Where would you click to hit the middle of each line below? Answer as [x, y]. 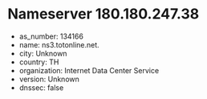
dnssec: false [41, 87]
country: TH [39, 62]
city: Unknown [43, 53]
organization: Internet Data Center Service [89, 70]
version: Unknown [49, 79]
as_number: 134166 [51, 36]
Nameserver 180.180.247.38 [103, 14]
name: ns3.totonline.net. [59, 44]
